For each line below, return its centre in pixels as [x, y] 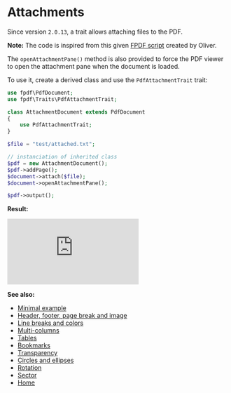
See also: [21, 295]
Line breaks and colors [50, 323]
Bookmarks [34, 345]
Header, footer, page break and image [72, 316]
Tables [27, 338]
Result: [18, 209]
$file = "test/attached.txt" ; [51, 145]
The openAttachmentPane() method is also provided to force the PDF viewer [115, 59]
